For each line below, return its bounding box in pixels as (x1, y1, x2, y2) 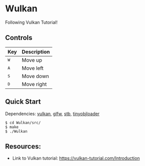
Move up (21, 56, 43, 63)
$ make (5, 124, 19, 129)
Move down (21, 73, 49, 80)
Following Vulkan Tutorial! (5, 19, 58, 25)
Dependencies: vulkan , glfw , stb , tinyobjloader (5, 111, 100, 117)
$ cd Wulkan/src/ (5, 120, 41, 125)
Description (21, 48, 50, 55)
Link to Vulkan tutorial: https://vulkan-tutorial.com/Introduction (12, 155, 140, 161)
